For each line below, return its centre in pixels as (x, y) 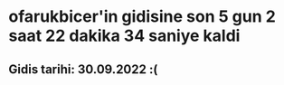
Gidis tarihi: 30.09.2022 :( (83, 69)
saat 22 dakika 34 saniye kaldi (124, 36)
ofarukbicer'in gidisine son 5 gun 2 (142, 17)
